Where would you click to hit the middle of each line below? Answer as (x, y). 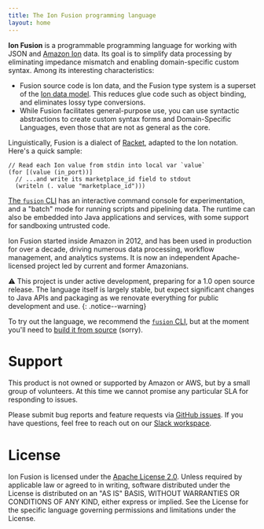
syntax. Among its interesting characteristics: (81, 70)
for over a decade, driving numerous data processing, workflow (111, 249)
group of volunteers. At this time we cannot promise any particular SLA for (128, 391)
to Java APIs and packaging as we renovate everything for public (114, 298)
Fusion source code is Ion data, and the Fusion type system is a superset (137, 85)
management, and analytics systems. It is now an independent (109, 257)
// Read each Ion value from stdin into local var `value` (107, 165)
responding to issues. (43, 400)
